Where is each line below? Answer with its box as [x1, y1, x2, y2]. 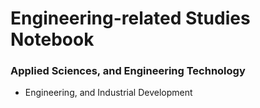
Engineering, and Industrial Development [24, 87, 193, 99]
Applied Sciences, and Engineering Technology [10, 64, 246, 78]
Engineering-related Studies [10, 7, 251, 30]
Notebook [10, 28, 95, 51]
